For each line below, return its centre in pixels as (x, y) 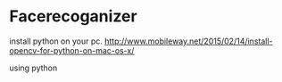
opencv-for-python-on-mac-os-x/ (72, 50)
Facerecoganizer (73, 16)
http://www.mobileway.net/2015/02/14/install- (189, 41)
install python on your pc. (56, 41)
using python (33, 68)
